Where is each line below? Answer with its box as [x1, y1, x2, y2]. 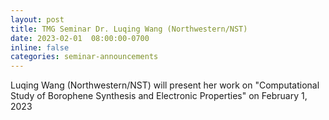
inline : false [10, 42, 70, 53]
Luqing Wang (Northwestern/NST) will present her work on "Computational [10, 79, 320, 91]
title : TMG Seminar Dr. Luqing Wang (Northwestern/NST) [10, 24, 248, 34]
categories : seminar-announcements [10, 52, 159, 62]
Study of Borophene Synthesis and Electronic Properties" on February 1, [10, 90, 308, 102]
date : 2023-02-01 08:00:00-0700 [10, 33, 150, 43]
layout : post [10, 14, 65, 25]
